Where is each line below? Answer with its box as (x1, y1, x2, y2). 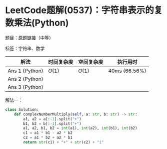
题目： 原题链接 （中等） (5, 35, 53, 41)
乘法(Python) (14, 17, 69, 29)
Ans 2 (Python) (7, 75, 43, 82)
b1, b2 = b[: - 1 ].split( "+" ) (23, 121, 81, 126)
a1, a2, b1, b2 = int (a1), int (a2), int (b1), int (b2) (23, 126, 137, 131)
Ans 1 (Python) (7, 67, 43, 74)
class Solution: (5, 107, 39, 112)
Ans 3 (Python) (7, 83, 43, 90)
